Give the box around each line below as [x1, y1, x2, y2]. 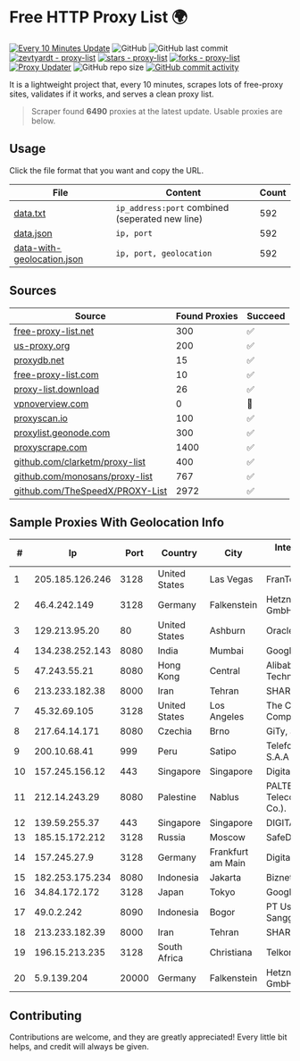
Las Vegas [209, 573, 254, 585]
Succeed [246, 309, 286, 322]
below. [30, 115, 56, 126]
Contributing [9, 1007, 82, 1023]
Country [161, 547, 198, 560]
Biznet [266, 872, 293, 884]
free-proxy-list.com [13, 368, 100, 381]
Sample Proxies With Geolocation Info [9, 515, 225, 530]
